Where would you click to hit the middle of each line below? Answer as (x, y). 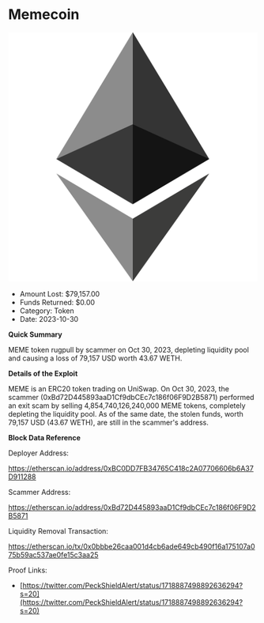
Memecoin (44, 15)
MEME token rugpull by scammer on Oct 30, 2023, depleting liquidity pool (128, 349)
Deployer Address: (39, 453)
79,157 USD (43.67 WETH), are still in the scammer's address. (109, 422)
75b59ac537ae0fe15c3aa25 (53, 554)
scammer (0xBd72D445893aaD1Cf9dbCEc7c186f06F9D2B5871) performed (131, 397)
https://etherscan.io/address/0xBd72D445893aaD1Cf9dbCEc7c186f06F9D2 (132, 507)
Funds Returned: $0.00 (57, 302)
